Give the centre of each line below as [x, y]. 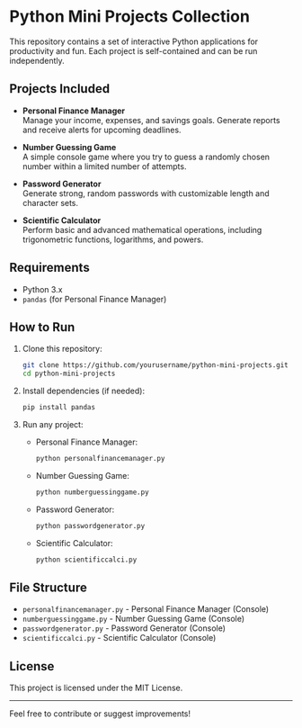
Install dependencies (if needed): [84, 391]
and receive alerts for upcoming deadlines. [102, 130]
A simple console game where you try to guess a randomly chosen [146, 157]
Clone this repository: [62, 349]
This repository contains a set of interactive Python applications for [134, 41]
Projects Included [60, 89]
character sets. [50, 202]
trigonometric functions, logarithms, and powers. [113, 239]
